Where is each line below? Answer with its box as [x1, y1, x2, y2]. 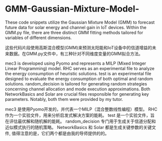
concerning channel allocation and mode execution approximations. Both [5, 86, 151, 92]
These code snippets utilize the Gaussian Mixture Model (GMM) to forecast [5, 19, 155, 25]
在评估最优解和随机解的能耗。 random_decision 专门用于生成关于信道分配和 [5, 118, 156, 124]
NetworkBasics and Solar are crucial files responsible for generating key [5, 91, 149, 97]
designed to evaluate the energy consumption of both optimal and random [5, 76, 153, 82]
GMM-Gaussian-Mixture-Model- [5, 3, 139, 14]
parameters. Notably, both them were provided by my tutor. [5, 96, 123, 102]
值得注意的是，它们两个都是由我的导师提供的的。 [11, 130, 109, 136]
